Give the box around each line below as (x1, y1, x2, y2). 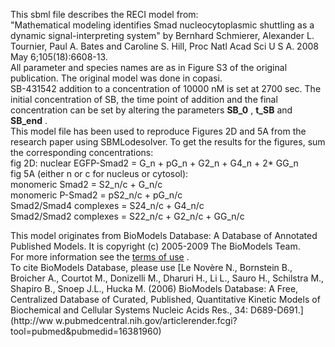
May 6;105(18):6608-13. (10, 51, 108, 63)
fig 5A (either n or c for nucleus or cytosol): (10, 168, 189, 179)
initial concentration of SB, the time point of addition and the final (10, 94, 278, 105)
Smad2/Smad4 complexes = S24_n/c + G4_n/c (10, 200, 205, 211)
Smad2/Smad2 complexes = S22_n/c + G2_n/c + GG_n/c (10, 210, 245, 222)
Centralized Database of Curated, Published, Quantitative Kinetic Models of (10, 294, 321, 305)
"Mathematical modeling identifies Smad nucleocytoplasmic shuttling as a (10, 19, 315, 31)
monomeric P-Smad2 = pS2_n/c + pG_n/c (10, 189, 183, 201)
